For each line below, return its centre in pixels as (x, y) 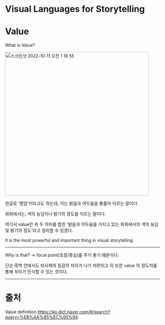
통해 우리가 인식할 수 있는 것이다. (37, 272)
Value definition (21, 312)
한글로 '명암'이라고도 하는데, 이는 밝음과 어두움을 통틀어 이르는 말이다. (72, 204)
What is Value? (20, 45)
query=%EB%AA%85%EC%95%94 (41, 317)
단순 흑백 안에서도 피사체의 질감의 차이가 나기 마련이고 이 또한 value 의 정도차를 (81, 266)
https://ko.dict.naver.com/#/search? (74, 312)
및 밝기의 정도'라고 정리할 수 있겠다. (39, 231)
